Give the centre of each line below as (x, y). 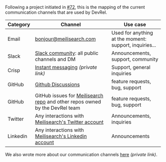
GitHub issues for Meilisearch (69, 96)
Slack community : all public (67, 53)
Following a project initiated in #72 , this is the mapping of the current (75, 7)
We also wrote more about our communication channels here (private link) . (81, 154)
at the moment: (129, 39)
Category (19, 24)
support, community (135, 59)
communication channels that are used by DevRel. (56, 12)
